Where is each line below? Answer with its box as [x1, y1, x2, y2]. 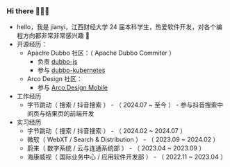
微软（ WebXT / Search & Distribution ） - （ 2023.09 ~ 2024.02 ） [26, 135, 220, 144]
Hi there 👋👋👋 [6, 6, 50, 16]
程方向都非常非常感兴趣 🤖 [16, 31, 90, 40]
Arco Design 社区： [26, 75, 83, 83]
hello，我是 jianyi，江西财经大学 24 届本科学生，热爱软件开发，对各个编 [16, 23, 223, 31]
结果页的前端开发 [45, 109, 95, 118]
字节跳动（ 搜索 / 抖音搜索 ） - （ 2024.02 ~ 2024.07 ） [26, 127, 187, 135]
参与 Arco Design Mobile [37, 83, 108, 92]
